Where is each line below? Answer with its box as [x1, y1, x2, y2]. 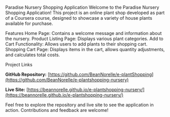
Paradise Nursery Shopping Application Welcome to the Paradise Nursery [5, 5, 159, 10]
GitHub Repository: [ [5, 71, 50, 77]
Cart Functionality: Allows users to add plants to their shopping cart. [5, 41, 148, 47]
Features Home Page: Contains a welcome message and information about [5, 30, 162, 36]
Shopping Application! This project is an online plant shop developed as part [5, 10, 165, 16]
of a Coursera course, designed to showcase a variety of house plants [5, 15, 152, 21]
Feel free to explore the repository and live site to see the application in [5, 102, 154, 108]
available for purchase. [5, 20, 53, 26]
